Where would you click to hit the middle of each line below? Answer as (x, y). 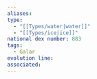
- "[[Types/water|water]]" (52, 26)
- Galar (24, 52)
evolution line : (30, 58)
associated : (24, 65)
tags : (15, 45)
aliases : (20, 13)
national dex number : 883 (44, 39)
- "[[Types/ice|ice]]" (46, 33)
